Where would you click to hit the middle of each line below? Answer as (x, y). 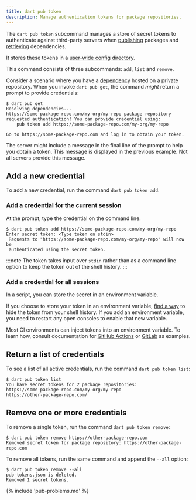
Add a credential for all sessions (53, 282)
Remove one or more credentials (66, 413)
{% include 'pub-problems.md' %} (48, 491)
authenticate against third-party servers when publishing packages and (92, 40)
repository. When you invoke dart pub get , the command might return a (93, 86)
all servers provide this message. (46, 158)
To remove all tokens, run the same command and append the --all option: (97, 459)
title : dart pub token (34, 11)
